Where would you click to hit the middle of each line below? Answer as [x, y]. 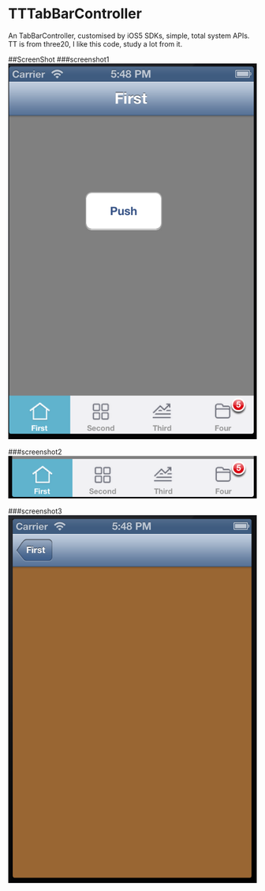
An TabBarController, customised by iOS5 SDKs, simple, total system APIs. [129, 36]
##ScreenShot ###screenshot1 [59, 59]
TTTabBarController [75, 14]
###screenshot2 [35, 452]
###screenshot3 [35, 511]
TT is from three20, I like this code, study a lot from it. [95, 43]
